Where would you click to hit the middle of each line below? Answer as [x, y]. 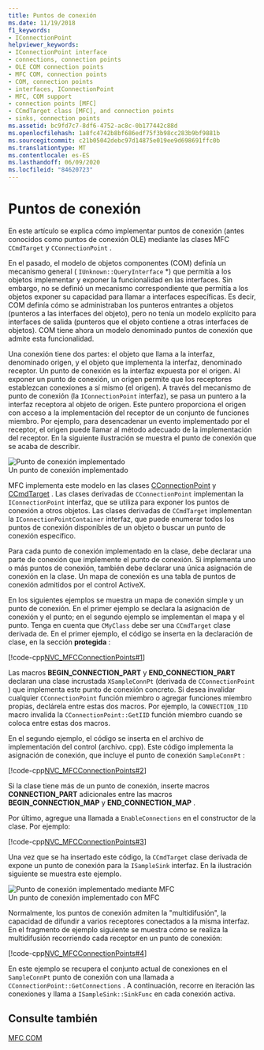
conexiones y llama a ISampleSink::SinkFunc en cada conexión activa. [122, 994]
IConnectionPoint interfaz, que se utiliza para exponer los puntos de [119, 502]
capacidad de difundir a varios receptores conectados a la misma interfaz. [129, 921]
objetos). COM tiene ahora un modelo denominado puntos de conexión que [131, 330]
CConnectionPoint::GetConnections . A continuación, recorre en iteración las [132, 985]
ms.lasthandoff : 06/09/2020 [54, 163]
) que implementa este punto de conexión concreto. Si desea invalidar [122, 689]
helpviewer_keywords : [44, 45]
